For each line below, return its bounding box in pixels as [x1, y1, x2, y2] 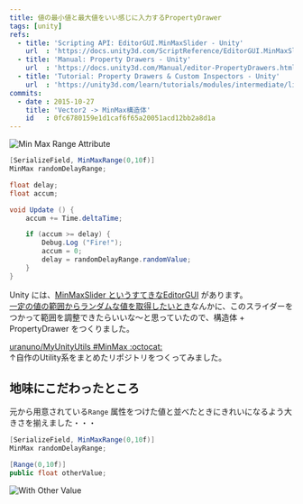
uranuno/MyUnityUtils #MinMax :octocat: [9, 341, 163, 352]
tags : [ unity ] [9, 22, 63, 31]
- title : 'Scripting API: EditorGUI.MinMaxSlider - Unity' [17, 38, 244, 48]
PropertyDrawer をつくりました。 [9, 323, 135, 334]
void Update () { [9, 205, 75, 215]
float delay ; [9, 180, 59, 189]
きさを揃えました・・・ [9, 417, 96, 428]
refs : [9, 30, 30, 39]
